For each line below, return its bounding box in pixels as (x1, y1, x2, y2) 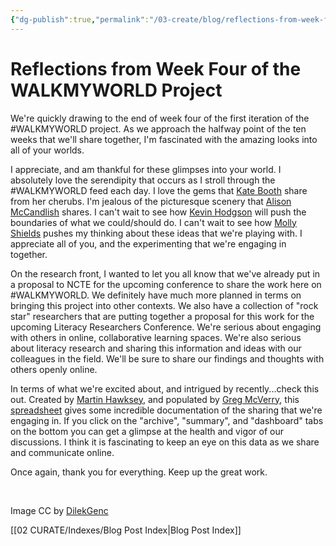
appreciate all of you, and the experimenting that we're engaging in (10, 237, 287, 250)
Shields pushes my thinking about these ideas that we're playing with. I (10, 227, 303, 239)
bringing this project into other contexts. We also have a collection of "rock (10, 299, 319, 311)
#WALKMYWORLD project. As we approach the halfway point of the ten (10, 122, 307, 135)
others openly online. (10, 363, 98, 375)
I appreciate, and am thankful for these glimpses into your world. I (10, 163, 282, 175)
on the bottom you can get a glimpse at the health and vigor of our (10, 425, 285, 437)
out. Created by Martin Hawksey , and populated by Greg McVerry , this (10, 393, 300, 405)
